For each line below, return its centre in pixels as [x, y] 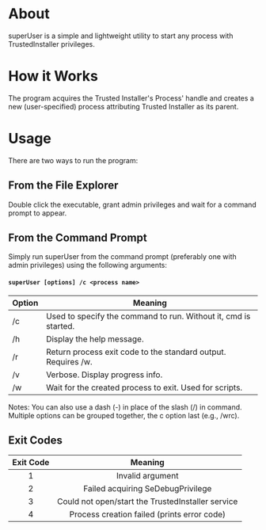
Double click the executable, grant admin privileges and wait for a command [133, 204]
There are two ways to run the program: [73, 160]
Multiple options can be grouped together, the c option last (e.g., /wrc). [124, 415]
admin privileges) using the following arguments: [88, 265]
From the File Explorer [63, 186]
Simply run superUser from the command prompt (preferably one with [123, 257]
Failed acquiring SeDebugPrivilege [147, 489]
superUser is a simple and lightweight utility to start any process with [121, 36]
